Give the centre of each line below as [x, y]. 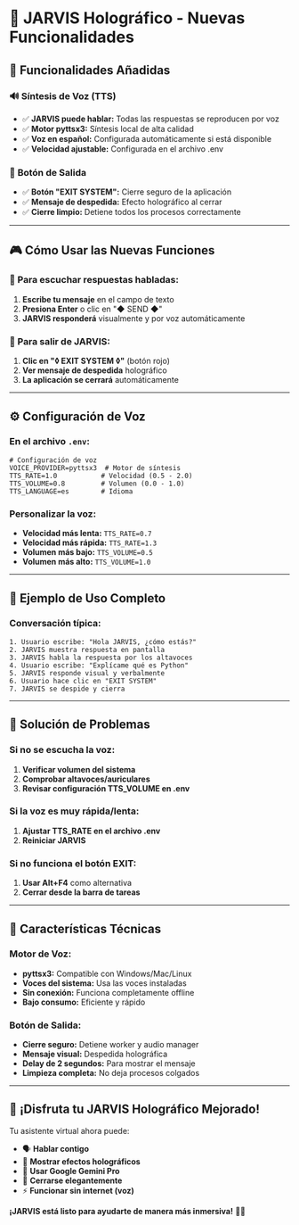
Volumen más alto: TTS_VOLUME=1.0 [86, 562]
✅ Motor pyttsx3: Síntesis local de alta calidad [108, 128]
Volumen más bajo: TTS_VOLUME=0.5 [88, 552]
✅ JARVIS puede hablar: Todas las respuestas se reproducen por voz [151, 119]
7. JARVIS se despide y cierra [67, 689]
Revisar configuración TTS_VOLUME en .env [106, 788]
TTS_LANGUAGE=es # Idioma [71, 491]
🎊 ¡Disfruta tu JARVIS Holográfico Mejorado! [134, 1109]
